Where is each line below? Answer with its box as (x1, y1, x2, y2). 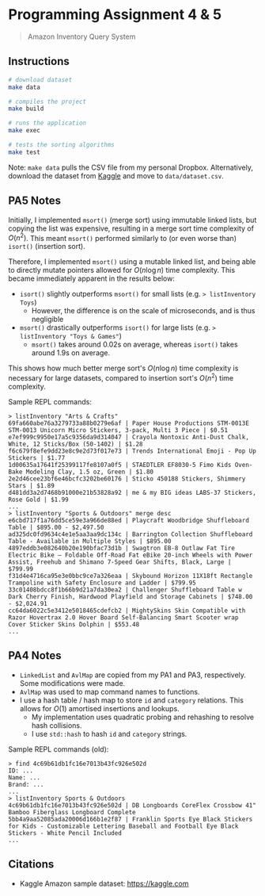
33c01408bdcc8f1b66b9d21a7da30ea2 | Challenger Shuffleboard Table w (8, 585, 243, 594)
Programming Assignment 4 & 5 (8, 6, 222, 24)
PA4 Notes (8, 649, 62, 663)
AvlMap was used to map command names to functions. (19, 687, 200, 696)
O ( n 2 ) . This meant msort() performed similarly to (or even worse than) (8, 232, 237, 243)
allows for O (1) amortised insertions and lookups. (19, 703, 180, 713)
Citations (8, 858, 55, 871)
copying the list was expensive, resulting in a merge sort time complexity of (8, 224, 255, 233)
